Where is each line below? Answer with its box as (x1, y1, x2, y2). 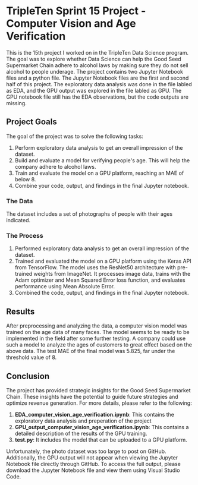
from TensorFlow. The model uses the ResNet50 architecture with (14, 264, 177, 271)
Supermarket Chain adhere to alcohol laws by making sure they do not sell (6, 61, 188, 69)
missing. (6, 99, 27, 106)
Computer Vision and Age (6, 17, 136, 30)
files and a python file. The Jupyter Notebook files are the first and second (6, 74, 189, 81)
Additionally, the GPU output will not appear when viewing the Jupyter (6, 453, 178, 461)
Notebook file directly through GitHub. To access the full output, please (6, 460, 181, 467)
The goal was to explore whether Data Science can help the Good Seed (6, 55, 181, 62)
